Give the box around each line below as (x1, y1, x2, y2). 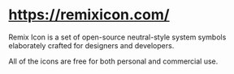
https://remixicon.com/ (8, 6, 170, 24)
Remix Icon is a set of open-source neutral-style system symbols (8, 32, 227, 42)
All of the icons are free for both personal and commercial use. (8, 56, 219, 66)
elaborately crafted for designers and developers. (8, 40, 175, 50)
